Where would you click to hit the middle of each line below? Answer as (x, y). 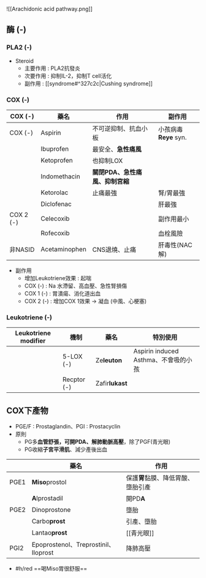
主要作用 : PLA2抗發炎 (52, 68)
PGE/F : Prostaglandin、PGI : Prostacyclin (68, 427)
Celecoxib (55, 218)
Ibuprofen (55, 148)
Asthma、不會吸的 (160, 360)
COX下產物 (28, 410)
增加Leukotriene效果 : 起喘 (58, 278)
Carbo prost (48, 522)
